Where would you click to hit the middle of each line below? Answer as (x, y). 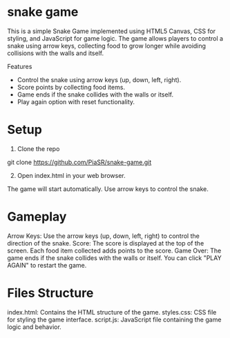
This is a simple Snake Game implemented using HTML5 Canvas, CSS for (112, 31)
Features (20, 66)
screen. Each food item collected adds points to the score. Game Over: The (114, 250)
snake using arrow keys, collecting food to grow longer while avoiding (106, 46)
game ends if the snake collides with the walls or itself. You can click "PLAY (115, 258)
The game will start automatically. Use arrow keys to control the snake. (108, 189)
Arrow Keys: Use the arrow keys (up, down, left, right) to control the (104, 236)
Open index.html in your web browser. (71, 175)
